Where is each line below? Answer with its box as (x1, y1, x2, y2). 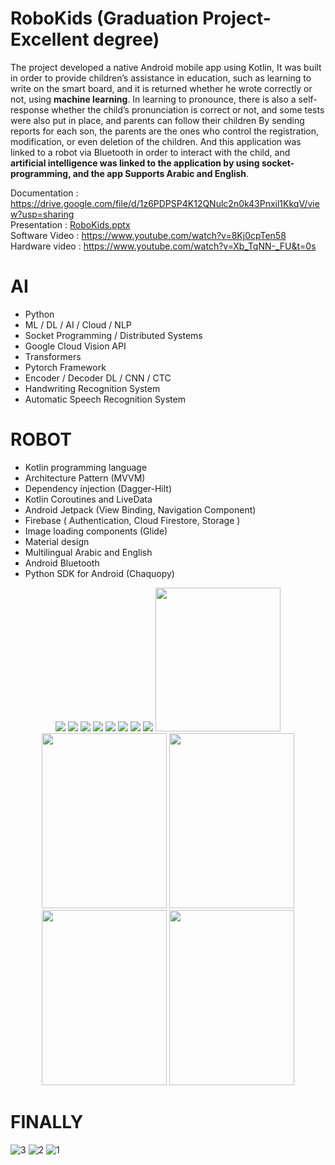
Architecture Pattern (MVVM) (24, 472, 146, 484)
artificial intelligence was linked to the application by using (10, 157, 260, 169)
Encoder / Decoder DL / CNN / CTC (24, 372, 172, 384)
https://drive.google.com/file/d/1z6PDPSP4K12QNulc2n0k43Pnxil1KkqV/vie (10, 197, 320, 209)
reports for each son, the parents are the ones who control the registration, (10, 125, 320, 137)
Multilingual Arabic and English (24, 546, 153, 558)
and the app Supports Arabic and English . (72, 167, 250, 179)
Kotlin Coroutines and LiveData (24, 493, 153, 505)
